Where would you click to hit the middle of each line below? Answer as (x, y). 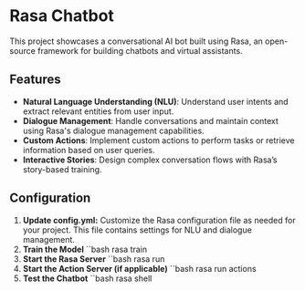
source (23, 50)
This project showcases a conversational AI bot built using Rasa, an (136, 41)
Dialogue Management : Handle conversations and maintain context (150, 120)
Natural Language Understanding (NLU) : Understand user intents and (156, 101)
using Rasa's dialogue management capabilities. (113, 130)
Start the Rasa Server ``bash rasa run (94, 259)
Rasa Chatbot (62, 16)
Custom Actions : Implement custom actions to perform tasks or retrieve (158, 140)
